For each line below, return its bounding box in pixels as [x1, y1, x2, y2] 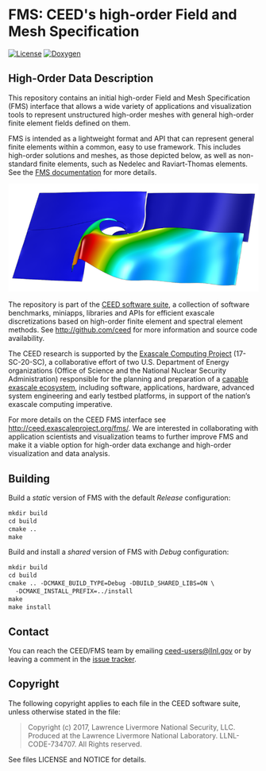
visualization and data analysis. [8, 449, 110, 459]
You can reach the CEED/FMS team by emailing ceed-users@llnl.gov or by [8, 645, 252, 655]
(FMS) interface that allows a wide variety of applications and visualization [8, 101, 252, 110]
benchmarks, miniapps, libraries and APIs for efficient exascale [8, 308, 215, 318]
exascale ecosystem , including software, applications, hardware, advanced [8, 383, 255, 393]
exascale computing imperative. [8, 400, 113, 409]
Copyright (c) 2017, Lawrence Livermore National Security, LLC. [27, 722, 236, 732]
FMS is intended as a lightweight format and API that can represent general [8, 134, 254, 143]
